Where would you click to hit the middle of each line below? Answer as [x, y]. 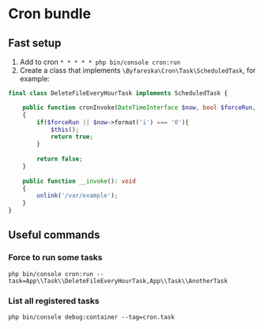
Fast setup [35, 43]
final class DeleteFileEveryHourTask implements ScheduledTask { [118, 93]
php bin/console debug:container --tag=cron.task [92, 317]
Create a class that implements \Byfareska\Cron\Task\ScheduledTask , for [138, 70]
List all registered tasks [54, 301]
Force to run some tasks [55, 258]
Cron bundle [50, 14]
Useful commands [54, 235]
